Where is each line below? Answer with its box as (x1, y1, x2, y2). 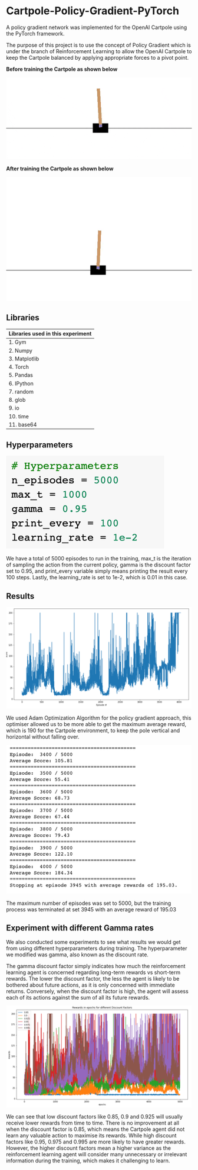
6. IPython (8, 380, 34, 387)
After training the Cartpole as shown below (6, 165, 114, 172)
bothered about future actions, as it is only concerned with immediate (6, 981, 175, 989)
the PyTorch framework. (6, 30, 65, 37)
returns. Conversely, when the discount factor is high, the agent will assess (6, 988, 189, 995)
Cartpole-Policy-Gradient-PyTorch (6, 4, 180, 18)
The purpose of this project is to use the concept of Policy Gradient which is (6, 41, 192, 49)
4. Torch (8, 363, 29, 370)
